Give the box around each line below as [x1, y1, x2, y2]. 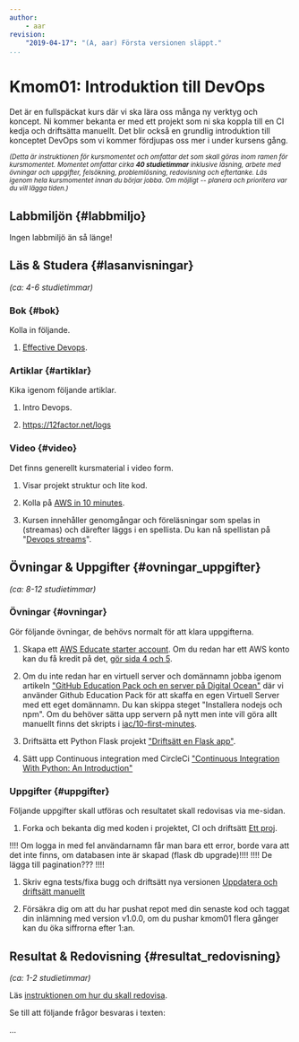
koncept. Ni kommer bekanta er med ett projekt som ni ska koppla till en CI [9, 116, 285, 127]
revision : [9, 30, 47, 39]
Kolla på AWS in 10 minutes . [21, 497, 125, 508]
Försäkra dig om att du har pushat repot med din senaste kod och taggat [21, 904, 290, 915]
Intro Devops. [21, 402, 73, 413]
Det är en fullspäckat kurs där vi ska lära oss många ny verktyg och [9, 107, 258, 118]
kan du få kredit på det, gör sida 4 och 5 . [21, 652, 173, 664]
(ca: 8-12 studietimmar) [9, 583, 97, 594]
